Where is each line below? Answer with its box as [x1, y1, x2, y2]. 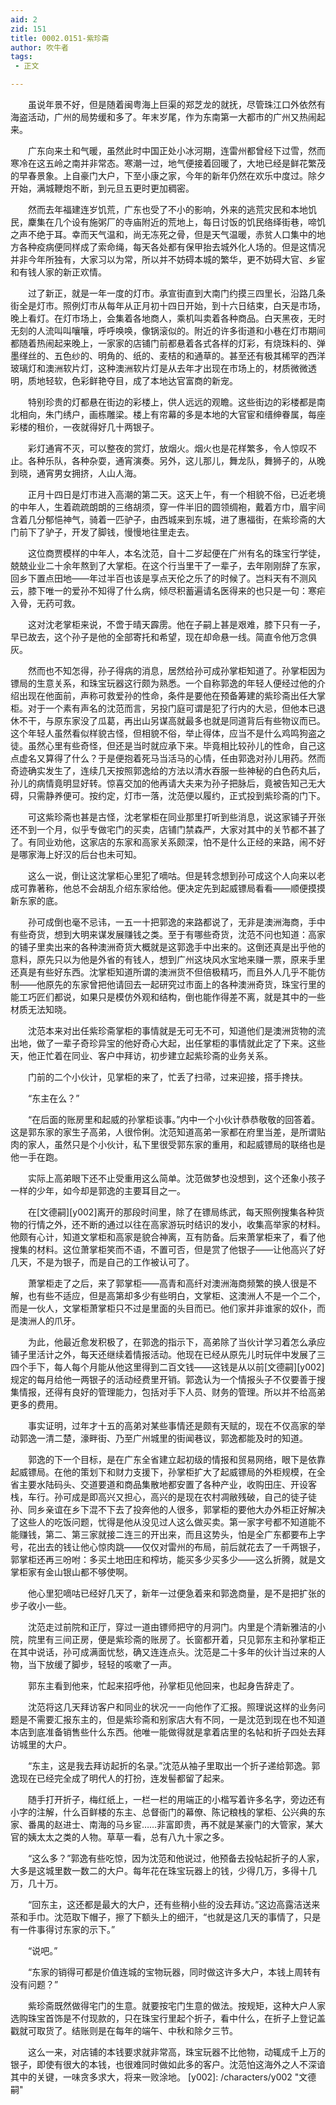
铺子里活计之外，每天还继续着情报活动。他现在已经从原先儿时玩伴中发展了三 [10, 1349, 326, 1360]
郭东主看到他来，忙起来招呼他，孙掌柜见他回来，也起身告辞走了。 [27, 1680, 300, 1691]
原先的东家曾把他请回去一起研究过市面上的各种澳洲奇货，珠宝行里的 [44, 979, 326, 990]
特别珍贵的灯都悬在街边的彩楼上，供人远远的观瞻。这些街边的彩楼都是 [27, 396, 317, 408]
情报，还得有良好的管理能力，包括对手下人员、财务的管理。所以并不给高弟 [18, 1386, 326, 1398]
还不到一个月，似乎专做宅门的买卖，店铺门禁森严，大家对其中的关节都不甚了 [10, 824, 326, 835]
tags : [10, 52, 33, 62]
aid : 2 [10, 14, 38, 25]
